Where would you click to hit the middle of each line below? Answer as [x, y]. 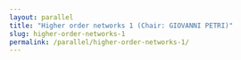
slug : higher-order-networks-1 [67, 34]
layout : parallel [42, 17]
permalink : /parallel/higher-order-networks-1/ [100, 42]
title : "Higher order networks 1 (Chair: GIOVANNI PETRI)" [121, 26]
